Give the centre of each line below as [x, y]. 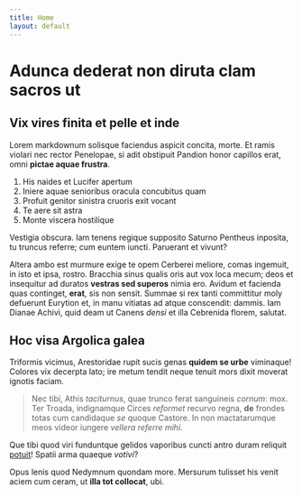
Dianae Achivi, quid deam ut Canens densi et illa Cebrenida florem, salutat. [148, 312]
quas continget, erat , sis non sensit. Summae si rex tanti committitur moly [146, 293]
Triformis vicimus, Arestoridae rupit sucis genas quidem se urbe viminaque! [151, 363]
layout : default [40, 26]
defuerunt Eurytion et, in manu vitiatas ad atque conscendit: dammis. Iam [145, 302]
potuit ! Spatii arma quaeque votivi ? [74, 455]
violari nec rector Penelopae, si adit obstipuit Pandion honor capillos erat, [145, 154]
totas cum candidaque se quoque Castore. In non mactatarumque [154, 418]
